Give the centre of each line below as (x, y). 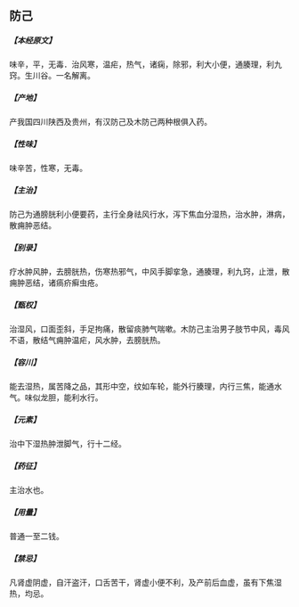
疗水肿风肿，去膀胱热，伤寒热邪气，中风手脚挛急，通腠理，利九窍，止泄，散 (149, 272)
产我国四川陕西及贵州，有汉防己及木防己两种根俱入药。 (110, 122)
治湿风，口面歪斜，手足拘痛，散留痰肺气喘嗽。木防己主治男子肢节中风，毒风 (149, 329)
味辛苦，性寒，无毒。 (48, 168)
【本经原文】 (32, 40)
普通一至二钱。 (36, 537)
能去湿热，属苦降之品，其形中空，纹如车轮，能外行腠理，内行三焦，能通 (141, 387)
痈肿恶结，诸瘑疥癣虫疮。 (56, 283)
